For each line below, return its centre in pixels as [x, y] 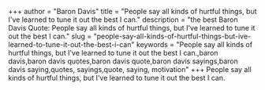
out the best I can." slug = [50, 36]
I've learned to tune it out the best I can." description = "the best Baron [123, 20]
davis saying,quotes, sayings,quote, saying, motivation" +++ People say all [130, 69]
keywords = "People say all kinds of [194, 45]
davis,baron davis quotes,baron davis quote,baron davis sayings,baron [123, 61]
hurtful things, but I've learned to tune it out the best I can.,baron [113, 53]
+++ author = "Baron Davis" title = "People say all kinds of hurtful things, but [132, 11]
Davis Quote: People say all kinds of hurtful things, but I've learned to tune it [132, 28]
